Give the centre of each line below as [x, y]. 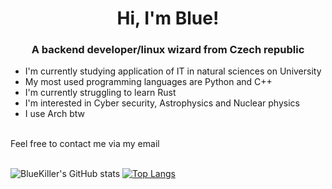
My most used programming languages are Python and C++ [148, 82]
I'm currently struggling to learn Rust [100, 93]
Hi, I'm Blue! [168, 18]
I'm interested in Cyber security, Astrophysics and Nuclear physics [162, 103]
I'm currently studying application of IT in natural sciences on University [173, 71]
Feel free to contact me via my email [85, 144]
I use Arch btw [54, 114]
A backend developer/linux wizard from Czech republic [168, 50]
